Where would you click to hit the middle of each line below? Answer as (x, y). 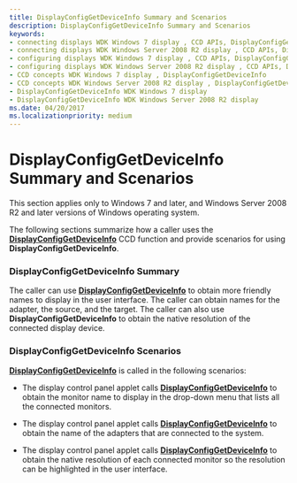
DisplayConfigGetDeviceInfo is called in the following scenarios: (128, 370)
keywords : (27, 34)
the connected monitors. (67, 406)
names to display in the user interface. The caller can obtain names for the (145, 300)
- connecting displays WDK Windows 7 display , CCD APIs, (118, 42)
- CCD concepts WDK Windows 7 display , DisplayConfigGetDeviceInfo (138, 75)
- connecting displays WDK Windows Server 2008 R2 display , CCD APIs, (144, 50)
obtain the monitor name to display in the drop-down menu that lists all (151, 397)
